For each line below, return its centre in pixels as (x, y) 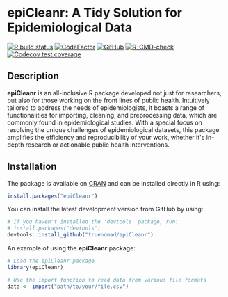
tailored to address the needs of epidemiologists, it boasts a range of (106, 107)
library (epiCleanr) (35, 267)
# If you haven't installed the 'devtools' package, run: (93, 222)
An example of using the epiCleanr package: (71, 248)
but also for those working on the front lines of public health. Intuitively (108, 100)
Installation (32, 167)
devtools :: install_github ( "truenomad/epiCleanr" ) (81, 235)
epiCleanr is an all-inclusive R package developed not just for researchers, (114, 93)
